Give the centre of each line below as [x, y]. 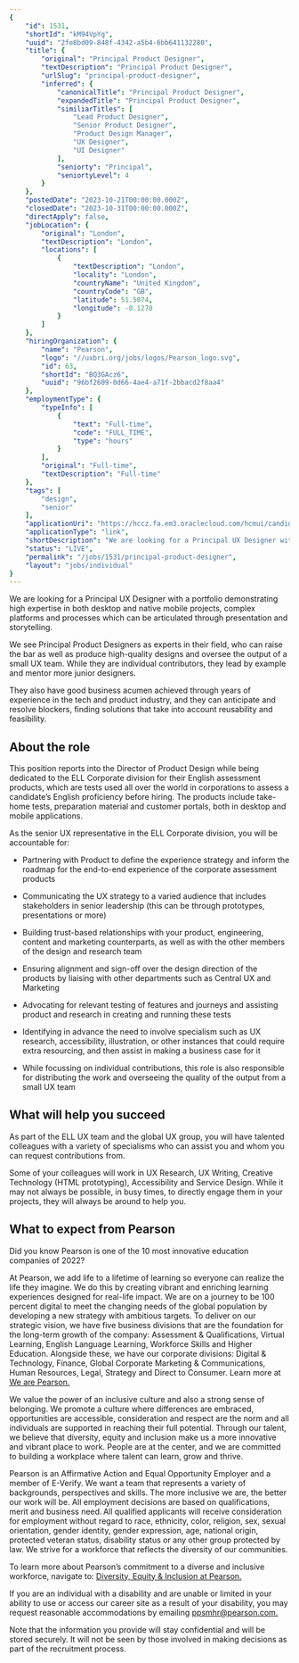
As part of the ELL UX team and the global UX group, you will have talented [147, 1136]
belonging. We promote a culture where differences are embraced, [132, 1409]
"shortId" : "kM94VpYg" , [69, 34]
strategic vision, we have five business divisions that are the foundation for [146, 1325]
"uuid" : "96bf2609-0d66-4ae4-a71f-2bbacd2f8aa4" [133, 383]
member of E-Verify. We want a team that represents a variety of [128, 1483]
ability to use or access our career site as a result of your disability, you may [149, 1602]
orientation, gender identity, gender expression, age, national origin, [134, 1530]
